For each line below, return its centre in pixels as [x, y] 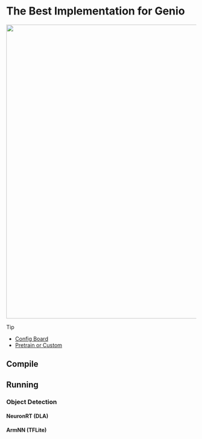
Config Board [31, 338]
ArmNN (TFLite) [27, 430]
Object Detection [32, 402]
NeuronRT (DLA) [27, 416]
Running [23, 384]
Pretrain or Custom [38, 345]
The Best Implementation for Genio [96, 11]
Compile [22, 364]
